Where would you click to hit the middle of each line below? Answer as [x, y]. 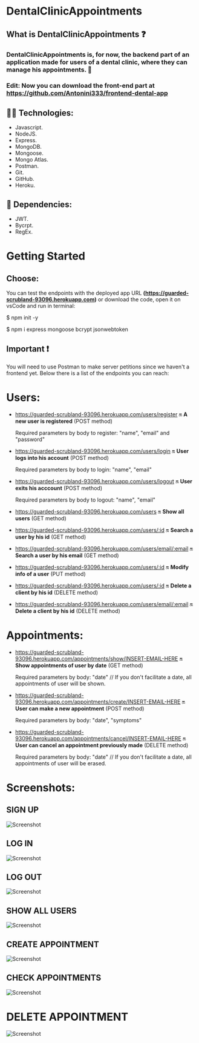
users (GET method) [41, 518]
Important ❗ [28, 349]
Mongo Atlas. [31, 160]
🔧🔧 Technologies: [40, 113]
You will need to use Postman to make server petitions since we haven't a [98, 367]
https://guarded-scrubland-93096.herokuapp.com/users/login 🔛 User [102, 451]
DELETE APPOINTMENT [67, 1017]
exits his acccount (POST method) [59, 488]
